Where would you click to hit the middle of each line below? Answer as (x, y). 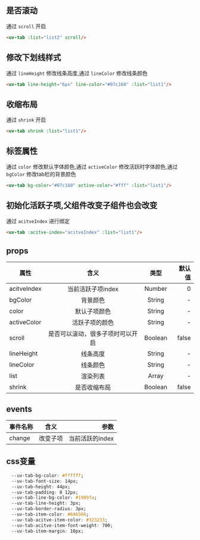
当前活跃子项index (93, 289)
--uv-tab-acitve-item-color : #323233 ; (60, 520)
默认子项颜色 (93, 312)
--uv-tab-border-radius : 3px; (49, 509)
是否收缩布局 (93, 387)
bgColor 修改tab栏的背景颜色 (41, 174)
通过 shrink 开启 (26, 120)
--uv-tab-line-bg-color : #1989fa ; (54, 498)
